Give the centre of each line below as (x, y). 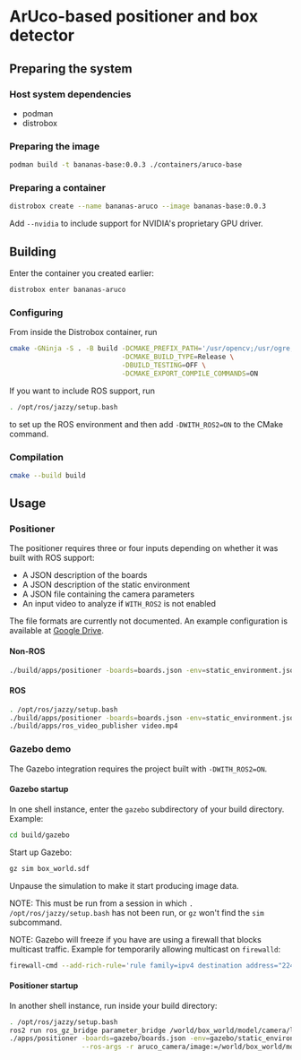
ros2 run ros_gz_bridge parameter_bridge (88, 1030)
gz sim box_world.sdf (50, 868)
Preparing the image (55, 146)
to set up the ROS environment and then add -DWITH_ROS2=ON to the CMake (146, 424)
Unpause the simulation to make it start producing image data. (124, 885)
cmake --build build (48, 475)
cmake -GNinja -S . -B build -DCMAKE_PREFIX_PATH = (106, 349)
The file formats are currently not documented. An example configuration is (149, 621)
